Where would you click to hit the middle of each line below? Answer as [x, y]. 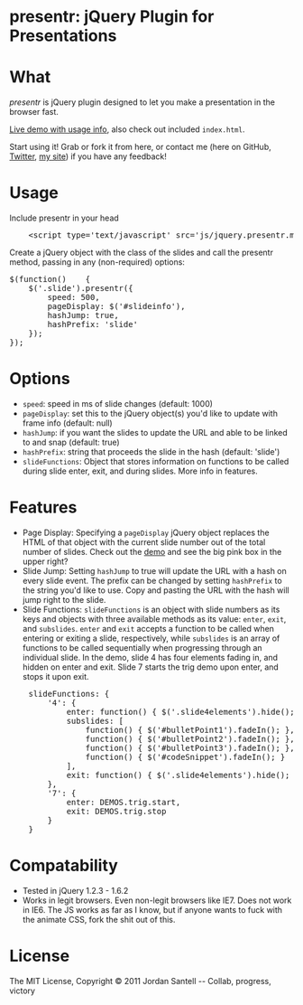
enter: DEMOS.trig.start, [124, 802]
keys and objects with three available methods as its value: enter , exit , [154, 619]
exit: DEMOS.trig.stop [116, 811]
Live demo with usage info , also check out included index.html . [127, 129]
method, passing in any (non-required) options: [97, 262]
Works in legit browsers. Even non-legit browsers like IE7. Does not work [157, 900]
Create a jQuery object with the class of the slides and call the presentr [141, 253]
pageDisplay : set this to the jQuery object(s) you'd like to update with [150, 413]
